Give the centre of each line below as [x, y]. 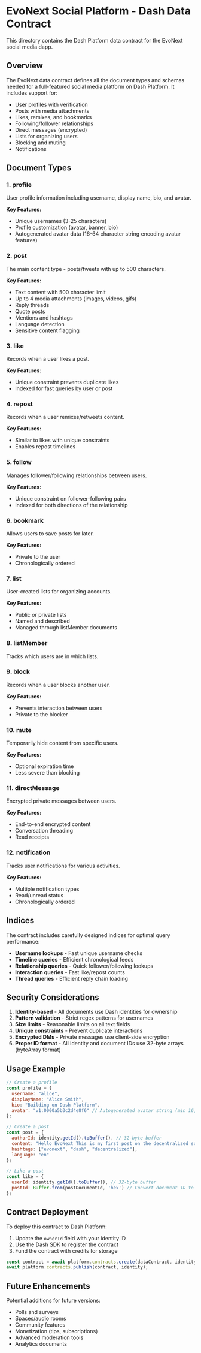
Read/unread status [39, 895]
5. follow [19, 462]
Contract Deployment [47, 1212]
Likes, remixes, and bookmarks [53, 117]
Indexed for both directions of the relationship [71, 505]
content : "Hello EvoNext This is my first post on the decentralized [100, 1143]
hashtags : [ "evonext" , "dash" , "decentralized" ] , [74, 1149]
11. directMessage [33, 788]
